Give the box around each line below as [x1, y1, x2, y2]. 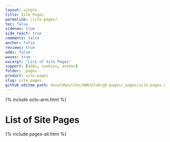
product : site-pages [5, 73, 49, 78]
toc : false [5, 21, 28, 27]
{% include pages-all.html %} [5, 131, 67, 137]
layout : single [5, 7, 37, 13]
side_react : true [5, 31, 42, 36]
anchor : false [5, 40, 35, 45]
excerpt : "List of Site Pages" [5, 59, 71, 64]
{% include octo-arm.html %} [5, 97, 67, 103]
